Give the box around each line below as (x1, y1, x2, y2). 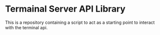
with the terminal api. (5, 24, 48, 30)
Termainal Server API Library (5, 3, 126, 15)
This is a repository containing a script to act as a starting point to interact (5, 19, 155, 25)
